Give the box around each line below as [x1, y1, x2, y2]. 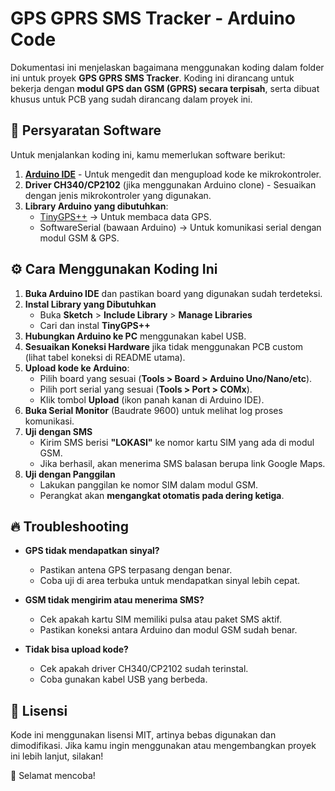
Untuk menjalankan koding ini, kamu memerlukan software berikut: [10, 148, 286, 161]
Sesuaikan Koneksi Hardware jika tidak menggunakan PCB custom [24, 340, 304, 352]
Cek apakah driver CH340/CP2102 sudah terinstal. [39, 663, 249, 675]
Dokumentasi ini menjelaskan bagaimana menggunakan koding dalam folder [10, 61, 325, 73]
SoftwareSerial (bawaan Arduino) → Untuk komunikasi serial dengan [39, 221, 322, 233]
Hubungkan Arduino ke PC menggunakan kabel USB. [24, 330, 247, 342]
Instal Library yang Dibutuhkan [24, 298, 157, 310]
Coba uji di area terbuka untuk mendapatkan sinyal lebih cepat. [39, 575, 301, 587]
